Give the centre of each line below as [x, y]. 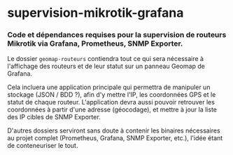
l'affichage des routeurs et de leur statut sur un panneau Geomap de [106, 66]
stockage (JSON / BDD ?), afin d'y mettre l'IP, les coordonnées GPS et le [112, 95]
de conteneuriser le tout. [43, 146]
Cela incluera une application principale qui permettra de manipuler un [109, 87]
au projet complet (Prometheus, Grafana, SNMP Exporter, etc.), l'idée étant [115, 138]
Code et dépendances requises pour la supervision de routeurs [117, 35]
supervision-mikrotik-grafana [96, 13]
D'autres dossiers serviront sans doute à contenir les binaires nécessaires [114, 130]
